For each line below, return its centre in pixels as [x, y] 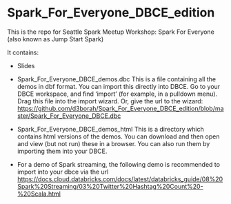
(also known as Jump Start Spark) [56, 39]
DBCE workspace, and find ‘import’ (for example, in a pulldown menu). [117, 94]
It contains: [23, 52]
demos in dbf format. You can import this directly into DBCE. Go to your [119, 86]
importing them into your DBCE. [62, 151]
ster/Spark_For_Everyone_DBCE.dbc [69, 116]
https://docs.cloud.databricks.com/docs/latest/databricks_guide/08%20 [120, 179]
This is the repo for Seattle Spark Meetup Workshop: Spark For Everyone [111, 32]
